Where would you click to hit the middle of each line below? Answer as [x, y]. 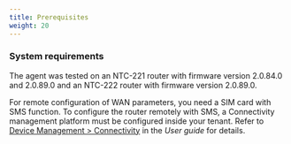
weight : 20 [29, 26]
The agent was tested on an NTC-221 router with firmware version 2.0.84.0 [146, 75]
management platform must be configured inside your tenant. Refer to [137, 121]
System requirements [57, 57]
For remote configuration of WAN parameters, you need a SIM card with [140, 102]
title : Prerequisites [49, 17]
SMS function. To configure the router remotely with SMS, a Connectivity [142, 111]
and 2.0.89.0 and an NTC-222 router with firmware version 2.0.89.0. [134, 85]
